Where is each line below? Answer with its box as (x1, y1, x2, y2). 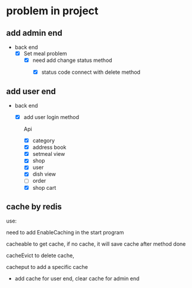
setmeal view (32, 151, 65, 158)
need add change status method (32, 57, 112, 64)
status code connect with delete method (41, 68, 141, 76)
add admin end (6, 28, 62, 38)
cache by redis (6, 201, 62, 212)
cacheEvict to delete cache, (6, 252, 74, 259)
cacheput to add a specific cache (6, 264, 88, 271)
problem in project (6, 4, 99, 18)
